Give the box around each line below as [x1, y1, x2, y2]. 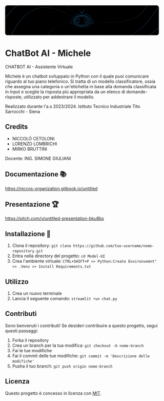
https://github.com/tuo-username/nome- [73, 244, 155, 248]
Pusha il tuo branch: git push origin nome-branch [12, 363, 113, 369]
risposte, [5, 94, 23, 100]
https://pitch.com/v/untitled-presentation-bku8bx [5, 215, 104, 222]
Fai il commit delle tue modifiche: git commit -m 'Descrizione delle [12, 353, 150, 359]
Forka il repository [12, 337, 49, 343]
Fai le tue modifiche [12, 347, 52, 353]
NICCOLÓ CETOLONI [12, 135, 55, 141]
